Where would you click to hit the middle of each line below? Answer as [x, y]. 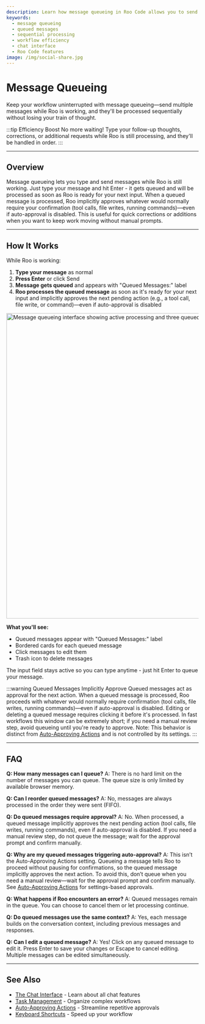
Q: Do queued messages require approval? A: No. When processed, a [95, 817]
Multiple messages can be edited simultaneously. [68, 955]
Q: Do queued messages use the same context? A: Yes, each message [97, 917]
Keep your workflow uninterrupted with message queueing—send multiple [100, 104]
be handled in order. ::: [34, 142]
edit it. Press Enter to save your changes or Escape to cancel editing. [93, 948]
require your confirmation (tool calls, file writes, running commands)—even [101, 208]
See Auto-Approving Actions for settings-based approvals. [80, 887]
